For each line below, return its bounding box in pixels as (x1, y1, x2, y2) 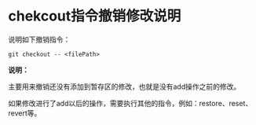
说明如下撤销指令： (8, 35, 71, 44)
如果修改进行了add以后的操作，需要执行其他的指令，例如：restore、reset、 (8, 98, 253, 108)
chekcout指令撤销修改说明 (8, 7, 181, 25)
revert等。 (8, 108, 42, 118)
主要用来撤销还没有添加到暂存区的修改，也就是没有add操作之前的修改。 (8, 82, 241, 91)
